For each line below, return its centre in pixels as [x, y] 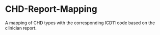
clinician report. [21, 28]
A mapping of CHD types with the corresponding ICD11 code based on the [80, 23]
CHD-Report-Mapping [51, 9]
